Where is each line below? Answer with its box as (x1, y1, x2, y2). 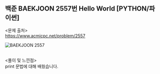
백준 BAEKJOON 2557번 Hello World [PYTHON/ (5, 4, 149, 13)
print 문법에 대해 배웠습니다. (5, 63, 58, 69)
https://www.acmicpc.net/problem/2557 (5, 33, 86, 39)
